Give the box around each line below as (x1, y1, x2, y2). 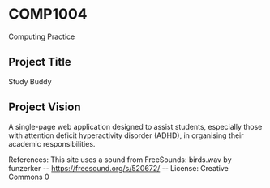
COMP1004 (8, 5, 88, 23)
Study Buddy (8, 76, 52, 86)
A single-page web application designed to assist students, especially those (8, 122, 263, 131)
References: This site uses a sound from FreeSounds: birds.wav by (8, 155, 233, 164)
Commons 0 (8, 172, 49, 182)
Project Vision (8, 100, 81, 114)
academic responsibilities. (8, 139, 96, 148)
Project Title (8, 55, 71, 69)
